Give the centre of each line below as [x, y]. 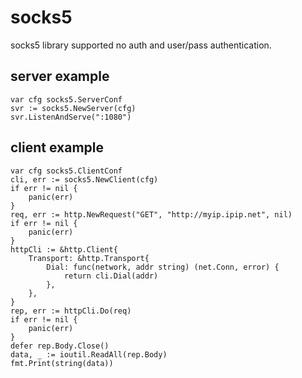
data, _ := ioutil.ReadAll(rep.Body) [89, 354]
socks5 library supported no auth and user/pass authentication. [141, 45]
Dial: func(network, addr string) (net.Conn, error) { [163, 267]
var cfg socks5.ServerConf [66, 99]
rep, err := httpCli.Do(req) [71, 311]
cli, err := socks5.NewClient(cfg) [84, 179]
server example [60, 76]
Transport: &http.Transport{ [89, 258]
